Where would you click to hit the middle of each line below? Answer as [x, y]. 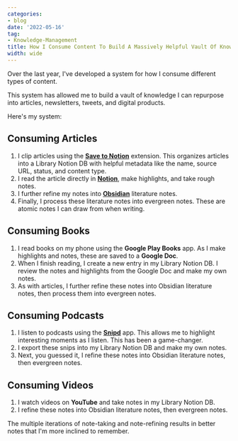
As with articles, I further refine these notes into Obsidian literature [115, 285]
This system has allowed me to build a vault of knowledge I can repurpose [116, 95]
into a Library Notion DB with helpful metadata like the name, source [117, 163]
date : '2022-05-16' [36, 27]
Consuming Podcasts [56, 316]
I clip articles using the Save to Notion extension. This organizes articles [123, 156]
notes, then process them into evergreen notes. [87, 293]
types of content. [33, 81]
